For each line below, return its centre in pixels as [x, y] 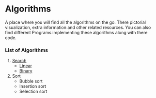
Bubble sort [31, 81]
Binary [26, 71]
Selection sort [33, 91]
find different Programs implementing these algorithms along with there [76, 32]
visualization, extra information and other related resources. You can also [78, 27]
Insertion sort [33, 86]
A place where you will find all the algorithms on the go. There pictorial [76, 22]
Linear [26, 66]
